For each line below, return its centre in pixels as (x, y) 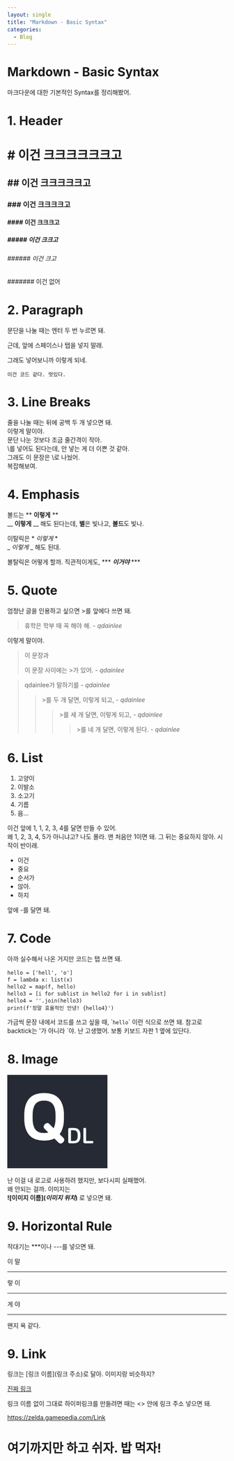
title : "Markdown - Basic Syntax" (57, 22)
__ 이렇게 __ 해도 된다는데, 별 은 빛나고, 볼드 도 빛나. (76, 523)
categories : (24, 29)
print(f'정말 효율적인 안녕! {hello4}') (61, 1008)
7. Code (29, 938)
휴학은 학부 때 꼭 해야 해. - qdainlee (73, 625)
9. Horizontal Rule (60, 1226)
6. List (25, 758)
